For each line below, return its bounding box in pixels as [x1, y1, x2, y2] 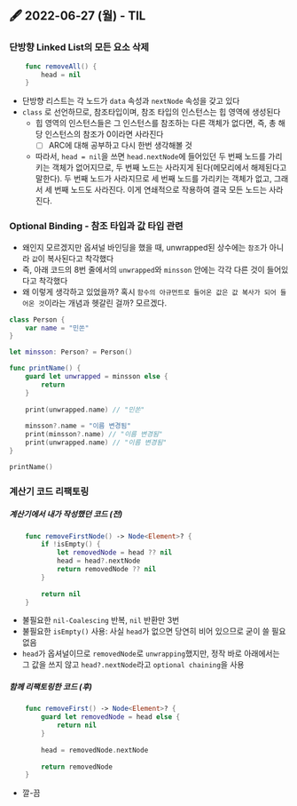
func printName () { [9, 363, 82, 373]
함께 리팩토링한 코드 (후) [9, 682, 93, 692]
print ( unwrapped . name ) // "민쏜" [25, 405, 145, 414]
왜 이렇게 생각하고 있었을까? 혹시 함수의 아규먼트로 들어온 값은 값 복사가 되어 [21, 286, 277, 297]
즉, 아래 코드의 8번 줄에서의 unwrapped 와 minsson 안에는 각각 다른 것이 [21, 264, 265, 275]
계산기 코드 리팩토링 [9, 485, 90, 498]
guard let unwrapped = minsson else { [25, 372, 168, 381]
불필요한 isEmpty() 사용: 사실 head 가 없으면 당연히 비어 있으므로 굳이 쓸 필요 [21, 626, 286, 637]
